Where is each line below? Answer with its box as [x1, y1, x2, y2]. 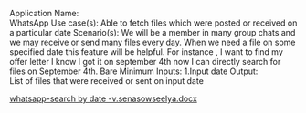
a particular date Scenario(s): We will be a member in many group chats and [9, 27, 296, 37]
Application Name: [9, 8, 79, 18]
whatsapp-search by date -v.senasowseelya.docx [9, 93, 198, 104]
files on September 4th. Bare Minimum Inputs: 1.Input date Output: [9, 66, 259, 77]
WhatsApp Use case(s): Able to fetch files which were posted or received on [9, 17, 298, 28]
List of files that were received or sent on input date [9, 76, 204, 86]
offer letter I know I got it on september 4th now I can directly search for [9, 56, 281, 67]
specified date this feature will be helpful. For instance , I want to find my [9, 46, 283, 57]
